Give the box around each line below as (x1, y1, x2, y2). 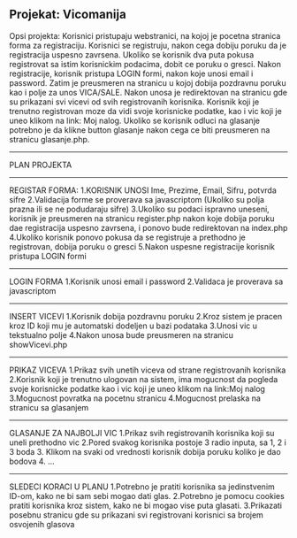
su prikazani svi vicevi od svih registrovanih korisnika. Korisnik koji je (9, 96, 260, 107)
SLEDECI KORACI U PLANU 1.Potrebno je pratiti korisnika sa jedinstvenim (9, 481, 276, 492)
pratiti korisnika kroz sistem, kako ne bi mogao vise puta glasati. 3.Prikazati (9, 500, 283, 511)
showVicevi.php (9, 339, 68, 350)
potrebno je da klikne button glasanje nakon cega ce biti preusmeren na (9, 124, 270, 135)
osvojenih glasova (9, 519, 75, 529)
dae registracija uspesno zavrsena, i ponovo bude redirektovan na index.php (9, 222, 288, 233)
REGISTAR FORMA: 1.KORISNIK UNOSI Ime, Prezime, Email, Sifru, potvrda (9, 185, 277, 196)
